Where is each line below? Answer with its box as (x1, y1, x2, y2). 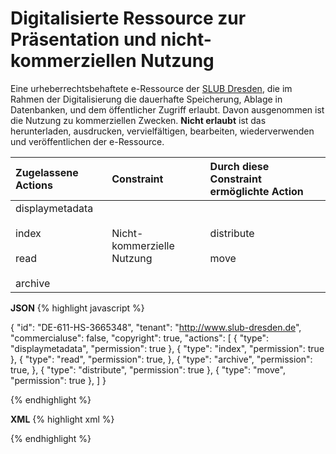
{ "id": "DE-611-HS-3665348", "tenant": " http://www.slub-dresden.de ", (10, 321, 302, 333)
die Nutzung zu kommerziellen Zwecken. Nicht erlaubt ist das (10, 114, 267, 126)
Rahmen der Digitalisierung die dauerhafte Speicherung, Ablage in (10, 93, 283, 105)
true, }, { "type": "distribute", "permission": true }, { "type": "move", (10, 363, 286, 376)
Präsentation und (10, 28, 157, 51)
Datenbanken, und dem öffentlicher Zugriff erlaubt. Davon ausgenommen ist (10, 103, 325, 116)
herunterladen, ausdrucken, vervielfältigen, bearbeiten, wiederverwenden (10, 125, 315, 137)
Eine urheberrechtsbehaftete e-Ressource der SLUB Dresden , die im (10, 82, 293, 94)
